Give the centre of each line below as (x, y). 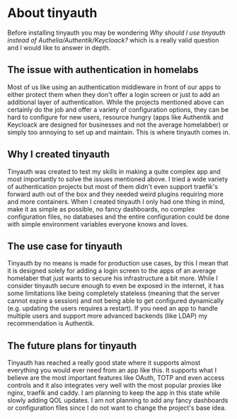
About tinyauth (52, 13)
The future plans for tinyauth (72, 346)
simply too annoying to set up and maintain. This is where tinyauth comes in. (119, 132)
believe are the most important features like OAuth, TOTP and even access (116, 378)
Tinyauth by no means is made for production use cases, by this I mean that (118, 263)
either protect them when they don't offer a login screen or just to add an (114, 94)
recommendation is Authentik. (51, 323)
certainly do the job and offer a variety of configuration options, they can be (118, 109)
